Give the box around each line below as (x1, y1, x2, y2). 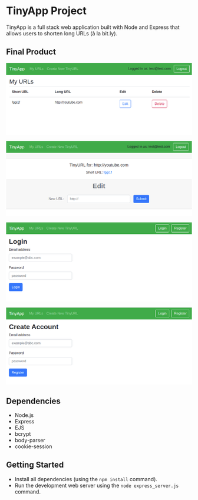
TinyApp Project (6, 4, 87, 18)
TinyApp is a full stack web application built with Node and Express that (6, 24, 180, 31)
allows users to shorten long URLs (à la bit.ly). (6, 29, 118, 37)
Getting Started (6, 460, 64, 470)
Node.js (14, 412, 34, 419)
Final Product (6, 47, 56, 57)
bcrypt (14, 431, 31, 438)
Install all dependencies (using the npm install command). (14, 475, 158, 482)
